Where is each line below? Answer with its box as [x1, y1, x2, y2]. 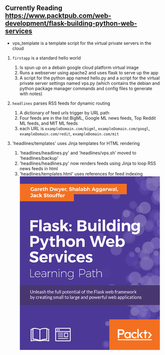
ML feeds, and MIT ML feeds [19, 120, 78, 126]
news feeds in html [19, 165, 58, 172]
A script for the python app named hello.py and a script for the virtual [19, 75, 160, 81]
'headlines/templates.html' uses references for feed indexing [19, 171, 143, 177]
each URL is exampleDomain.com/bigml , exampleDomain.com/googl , [19, 125, 150, 131]
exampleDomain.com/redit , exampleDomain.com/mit [19, 131, 119, 137]
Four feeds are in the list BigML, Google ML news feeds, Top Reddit [19, 115, 156, 121]
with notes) [19, 91, 43, 97]
